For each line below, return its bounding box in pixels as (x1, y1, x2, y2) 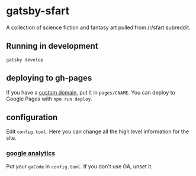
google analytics (6, 149, 55, 158)
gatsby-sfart (6, 4, 70, 18)
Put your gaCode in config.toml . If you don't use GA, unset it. (6, 162, 153, 170)
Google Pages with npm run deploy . (6, 95, 93, 102)
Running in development (6, 41, 99, 51)
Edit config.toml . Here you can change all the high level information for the (6, 128, 189, 135)
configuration (6, 112, 58, 122)
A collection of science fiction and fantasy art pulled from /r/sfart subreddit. (6, 24, 191, 31)
